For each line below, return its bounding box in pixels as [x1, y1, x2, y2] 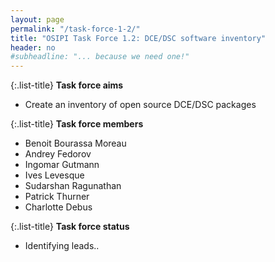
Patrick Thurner [24, 191, 90, 203]
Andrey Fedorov [24, 148, 92, 160]
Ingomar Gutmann [24, 159, 100, 171]
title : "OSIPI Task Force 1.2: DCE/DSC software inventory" [10, 33, 267, 43]
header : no [10, 42, 56, 53]
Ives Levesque [24, 169, 85, 181]
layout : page [10, 14, 65, 25]
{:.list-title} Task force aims [10, 79, 124, 91]
